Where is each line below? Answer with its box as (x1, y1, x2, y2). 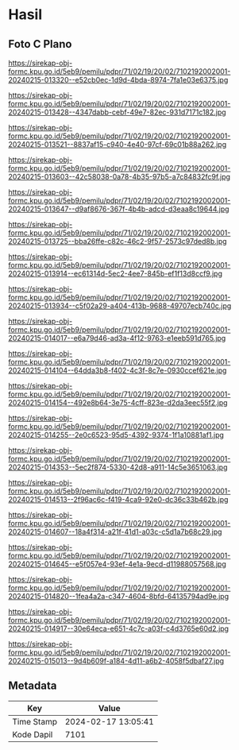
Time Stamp (12, 716, 58, 727)
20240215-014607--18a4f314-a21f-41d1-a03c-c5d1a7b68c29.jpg (8, 527, 222, 536)
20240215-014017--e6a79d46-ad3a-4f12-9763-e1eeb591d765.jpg (8, 334, 226, 342)
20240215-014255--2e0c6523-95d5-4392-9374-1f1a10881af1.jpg (8, 431, 225, 439)
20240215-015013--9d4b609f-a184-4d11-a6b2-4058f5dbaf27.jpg (8, 656, 225, 665)
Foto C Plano (8, 37, 72, 51)
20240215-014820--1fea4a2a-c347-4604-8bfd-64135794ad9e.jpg (8, 592, 229, 601)
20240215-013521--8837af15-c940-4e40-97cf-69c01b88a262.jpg (8, 140, 227, 149)
